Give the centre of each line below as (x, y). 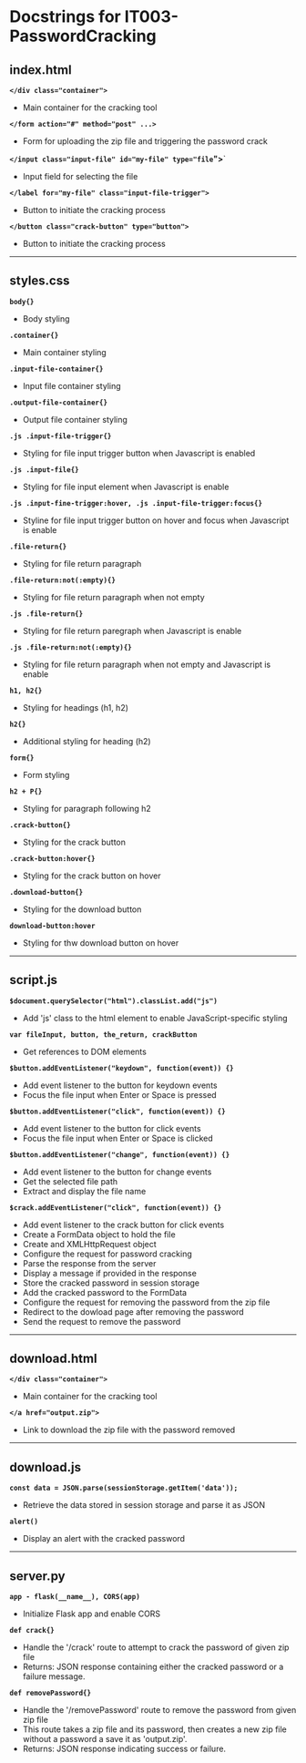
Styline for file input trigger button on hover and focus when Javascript (156, 520)
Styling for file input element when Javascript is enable (126, 487)
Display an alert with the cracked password (103, 1539)
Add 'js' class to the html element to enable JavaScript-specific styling (155, 1018)
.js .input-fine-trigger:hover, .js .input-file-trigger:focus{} (136, 503)
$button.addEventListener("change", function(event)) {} (120, 1154)
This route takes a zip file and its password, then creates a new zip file (154, 1729)
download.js (46, 1467)
